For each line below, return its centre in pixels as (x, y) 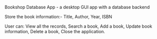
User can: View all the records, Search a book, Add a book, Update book (78, 26)
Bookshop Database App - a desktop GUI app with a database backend (77, 7)
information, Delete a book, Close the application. (55, 31)
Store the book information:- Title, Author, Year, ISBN (58, 17)
